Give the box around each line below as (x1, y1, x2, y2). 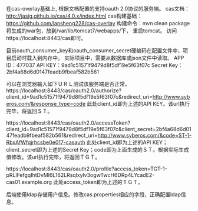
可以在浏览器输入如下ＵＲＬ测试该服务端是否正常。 (6, 81, 130, 87)
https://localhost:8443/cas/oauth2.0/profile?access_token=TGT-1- (6, 165, 167, 172)
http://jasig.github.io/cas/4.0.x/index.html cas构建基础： (6, 12, 143, 19)
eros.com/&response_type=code (6, 101, 86, 107)
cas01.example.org (6, 179, 52, 185)
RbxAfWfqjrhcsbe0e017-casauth (6, 139, 85, 146)
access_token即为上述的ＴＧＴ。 (63, 179, 143, 185)
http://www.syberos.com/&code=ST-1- (97, 132, 192, 139)
